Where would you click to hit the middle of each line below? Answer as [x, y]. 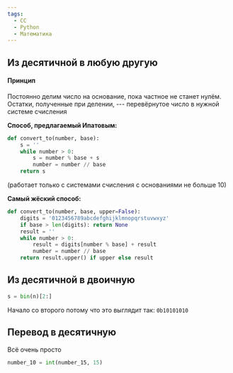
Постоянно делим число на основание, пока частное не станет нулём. [114, 96]
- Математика [33, 34]
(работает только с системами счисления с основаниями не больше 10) [117, 185]
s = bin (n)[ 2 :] [30, 296]
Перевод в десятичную [62, 332]
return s [33, 171]
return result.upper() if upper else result [87, 258]
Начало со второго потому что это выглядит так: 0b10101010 [98, 310]
